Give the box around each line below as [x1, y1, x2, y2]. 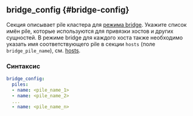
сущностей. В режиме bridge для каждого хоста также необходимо [6, 33, 183, 41]
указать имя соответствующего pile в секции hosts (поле [6, 40, 156, 47]
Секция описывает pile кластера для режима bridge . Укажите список [6, 21, 187, 28]
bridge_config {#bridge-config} [6, 5, 130, 15]
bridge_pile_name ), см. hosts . [6, 47, 81, 54]
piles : [12, 81, 29, 87]
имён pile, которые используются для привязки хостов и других [6, 27, 174, 35]
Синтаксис [6, 62, 41, 70]
